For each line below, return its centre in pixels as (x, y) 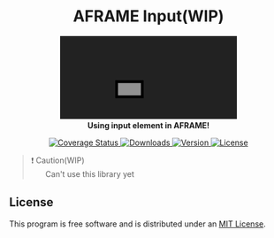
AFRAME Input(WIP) (148, 16)
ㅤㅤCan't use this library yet (83, 173)
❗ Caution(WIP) (57, 160)
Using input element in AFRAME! (148, 125)
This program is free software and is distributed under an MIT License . (138, 224)
